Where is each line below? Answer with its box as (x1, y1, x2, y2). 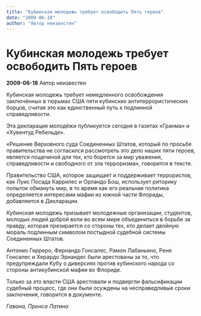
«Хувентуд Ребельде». (6, 129, 65, 136)
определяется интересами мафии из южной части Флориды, (6, 191, 165, 198)
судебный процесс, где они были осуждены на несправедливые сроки (6, 284, 191, 292)
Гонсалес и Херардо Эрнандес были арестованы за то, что (6, 253, 159, 261)
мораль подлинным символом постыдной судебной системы (6, 228, 166, 236)
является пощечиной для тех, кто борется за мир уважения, (6, 153, 163, 161)
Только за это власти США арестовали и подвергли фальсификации (6, 278, 183, 286)
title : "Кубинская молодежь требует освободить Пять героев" (6, 9, 164, 15)
